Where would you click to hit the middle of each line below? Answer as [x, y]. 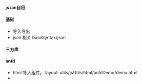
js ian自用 [15, 7]
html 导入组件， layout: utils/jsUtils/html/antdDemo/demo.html [75, 72]
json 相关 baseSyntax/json [39, 37]
